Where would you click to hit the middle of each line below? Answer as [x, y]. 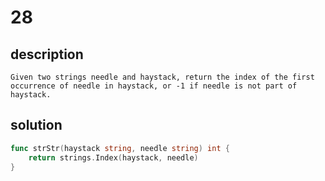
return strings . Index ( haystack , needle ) [113, 157]
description [47, 54]
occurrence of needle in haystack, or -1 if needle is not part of [154, 86]
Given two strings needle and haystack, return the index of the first [162, 77]
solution [36, 125]
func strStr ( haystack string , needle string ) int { [120, 148]
